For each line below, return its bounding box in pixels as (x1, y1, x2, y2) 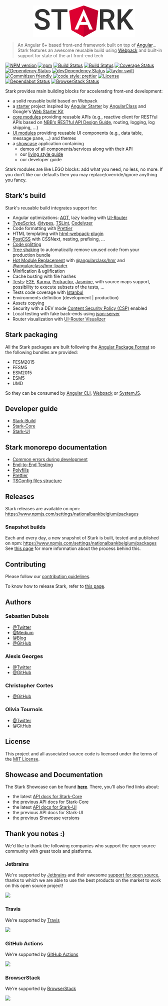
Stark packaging (5, 330, 58, 339)
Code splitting (12, 241, 41, 247)
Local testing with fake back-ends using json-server (12, 310, 120, 316)
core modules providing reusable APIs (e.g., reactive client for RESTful (12, 114, 157, 120)
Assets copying (12, 300, 44, 306)
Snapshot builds (5, 523, 46, 530)
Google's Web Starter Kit (12, 108, 64, 115)
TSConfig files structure (12, 478, 62, 484)
